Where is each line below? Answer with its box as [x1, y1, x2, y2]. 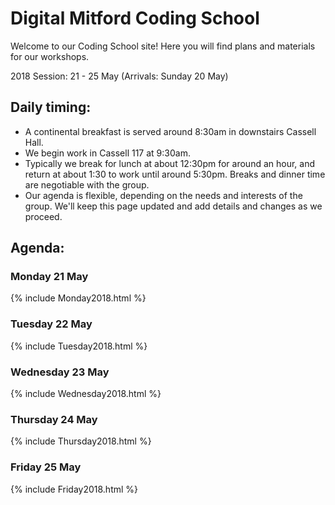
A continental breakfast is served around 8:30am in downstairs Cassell [24, 125, 317, 137]
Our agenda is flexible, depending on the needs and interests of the [24, 189, 303, 201]
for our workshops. [10, 50, 90, 62]
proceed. [24, 210, 63, 222]
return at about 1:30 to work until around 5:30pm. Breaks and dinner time [24, 168, 326, 180]
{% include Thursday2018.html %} [10, 435, 152, 447]
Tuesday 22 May [10, 317, 93, 331]
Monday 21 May [10, 270, 89, 284]
